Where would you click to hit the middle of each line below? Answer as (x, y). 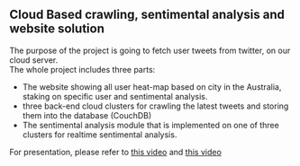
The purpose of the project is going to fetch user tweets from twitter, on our (150, 50)
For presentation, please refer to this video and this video (116, 152)
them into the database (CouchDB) (87, 115)
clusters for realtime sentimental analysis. (100, 135)
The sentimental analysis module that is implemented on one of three (150, 125)
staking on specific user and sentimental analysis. (115, 96)
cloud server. (34, 60)
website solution (57, 29)
